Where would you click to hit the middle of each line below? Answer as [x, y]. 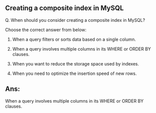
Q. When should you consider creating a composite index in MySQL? [75, 20]
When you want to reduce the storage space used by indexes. [76, 63]
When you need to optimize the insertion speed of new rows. [75, 73]
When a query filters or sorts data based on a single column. [74, 39]
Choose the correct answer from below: [46, 30]
